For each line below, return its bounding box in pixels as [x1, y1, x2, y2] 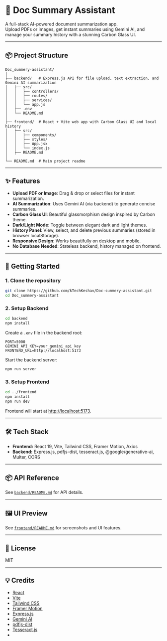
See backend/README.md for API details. [5, 489, 83, 495]
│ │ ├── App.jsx [5, 141, 48, 146]
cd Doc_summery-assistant [5, 293, 59, 298]
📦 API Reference [5, 474, 60, 482]
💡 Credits [5, 576, 35, 585]
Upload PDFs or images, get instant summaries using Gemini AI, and [5, 26, 145, 32]
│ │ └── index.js [5, 146, 50, 151]
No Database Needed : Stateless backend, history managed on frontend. [12, 243, 161, 249]
